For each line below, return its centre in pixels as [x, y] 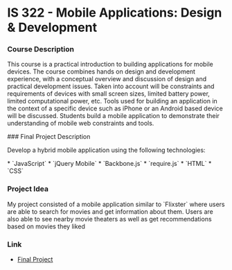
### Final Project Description [49, 137]
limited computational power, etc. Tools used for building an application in [113, 101]
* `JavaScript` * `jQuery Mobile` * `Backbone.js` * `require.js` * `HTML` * [109, 164]
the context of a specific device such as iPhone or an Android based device [115, 108]
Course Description [41, 49]
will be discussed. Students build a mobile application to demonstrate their [114, 116]
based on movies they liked [46, 226]
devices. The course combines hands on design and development [101, 71]
